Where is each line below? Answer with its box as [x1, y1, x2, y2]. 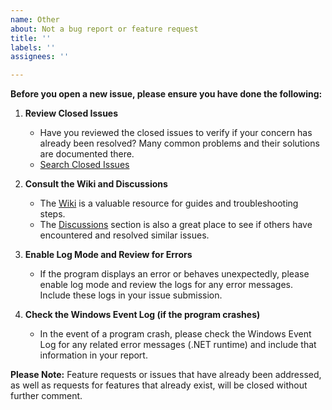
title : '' [10, 33, 52, 43]
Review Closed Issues [24, 107, 119, 120]
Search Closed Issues [39, 159, 130, 171]
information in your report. [39, 349, 148, 361]
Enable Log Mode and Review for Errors [24, 249, 193, 261]
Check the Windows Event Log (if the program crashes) [24, 309, 261, 321]
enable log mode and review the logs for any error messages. [39, 279, 294, 291]
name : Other [10, 14, 60, 25]
